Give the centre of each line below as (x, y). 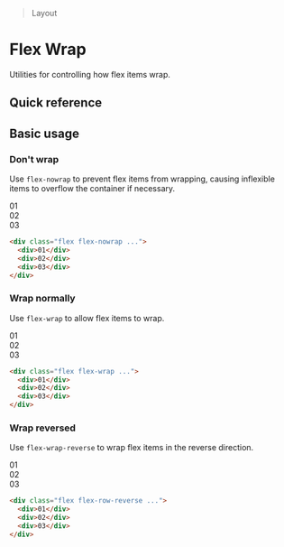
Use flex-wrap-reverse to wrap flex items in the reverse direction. (132, 448)
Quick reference (56, 103)
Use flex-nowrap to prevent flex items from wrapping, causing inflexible (142, 179)
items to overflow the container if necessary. (92, 189)
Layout (44, 13)
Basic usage (44, 133)
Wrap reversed (43, 428)
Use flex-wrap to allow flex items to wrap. (87, 318)
